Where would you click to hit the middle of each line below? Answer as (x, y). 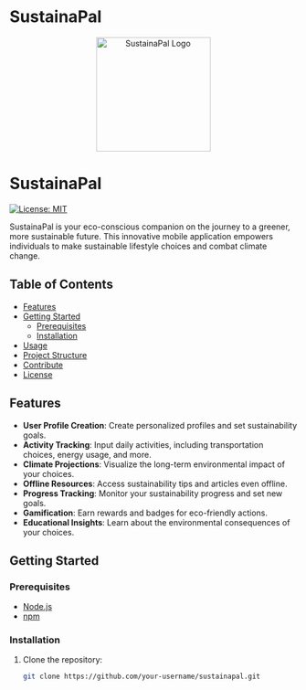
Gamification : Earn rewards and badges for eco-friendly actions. (145, 513)
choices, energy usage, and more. (87, 454)
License (37, 374)
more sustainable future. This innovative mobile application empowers (142, 236)
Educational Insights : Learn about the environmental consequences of (156, 522)
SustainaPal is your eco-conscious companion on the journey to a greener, (150, 227)
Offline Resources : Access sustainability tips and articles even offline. (155, 483)
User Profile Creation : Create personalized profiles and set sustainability (160, 425)
